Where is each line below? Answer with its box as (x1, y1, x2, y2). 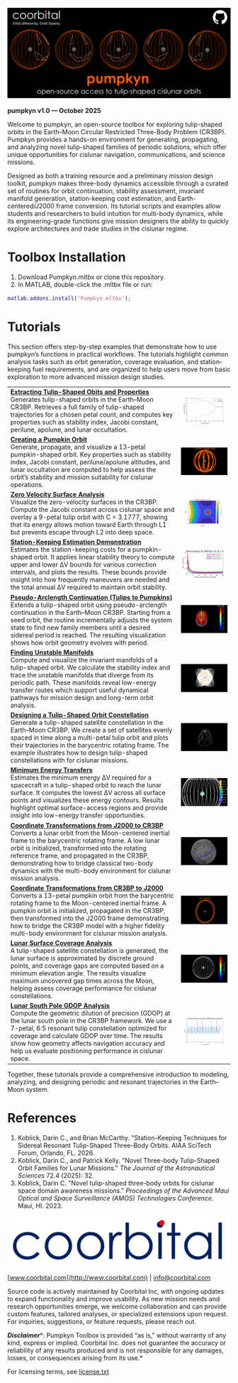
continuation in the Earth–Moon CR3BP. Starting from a (10, 608, 171, 616)
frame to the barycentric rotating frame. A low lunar (10, 836, 161, 845)
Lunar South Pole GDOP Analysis (10, 1002, 110, 1010)
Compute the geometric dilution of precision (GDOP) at (10, 1009, 171, 1017)
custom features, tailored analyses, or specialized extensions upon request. (7, 1309, 228, 1318)
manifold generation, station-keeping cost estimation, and (7, 195, 176, 203)
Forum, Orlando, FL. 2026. (17, 1148, 95, 1157)
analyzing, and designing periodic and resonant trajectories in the (7, 1077, 199, 1086)
